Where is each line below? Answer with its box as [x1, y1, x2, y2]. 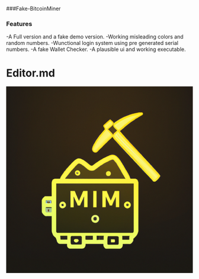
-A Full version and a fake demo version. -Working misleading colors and [6, 33, 184, 40]
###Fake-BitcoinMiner [6, 5, 61, 12]
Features [6, 20, 33, 28]
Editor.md [6, 66, 55, 80]
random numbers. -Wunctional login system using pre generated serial [6, 40, 179, 47]
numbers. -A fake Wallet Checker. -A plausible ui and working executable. [6, 46, 187, 53]
